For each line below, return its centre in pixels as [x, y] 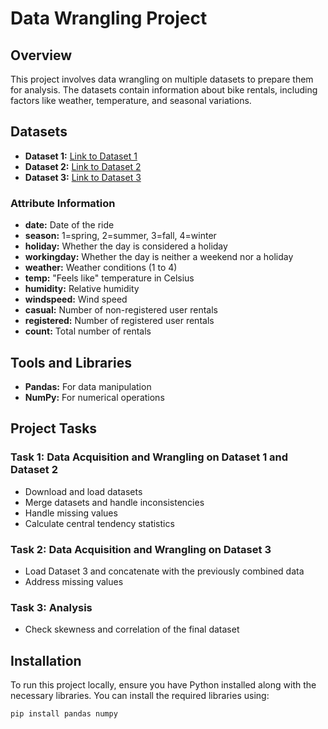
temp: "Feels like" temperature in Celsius [109, 278]
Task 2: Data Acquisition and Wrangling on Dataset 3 [141, 549]
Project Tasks [54, 428]
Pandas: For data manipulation [88, 386]
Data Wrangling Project [109, 18]
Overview [41, 55]
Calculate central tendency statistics [99, 523]
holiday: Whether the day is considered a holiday [126, 246]
